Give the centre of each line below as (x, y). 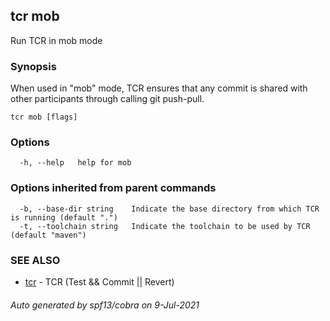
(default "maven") (48, 235)
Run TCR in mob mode (56, 40)
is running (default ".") (64, 217)
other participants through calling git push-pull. (107, 99)
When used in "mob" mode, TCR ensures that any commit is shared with (159, 88)
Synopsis (33, 66)
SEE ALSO (35, 260)
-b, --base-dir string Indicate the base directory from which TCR (169, 209)
